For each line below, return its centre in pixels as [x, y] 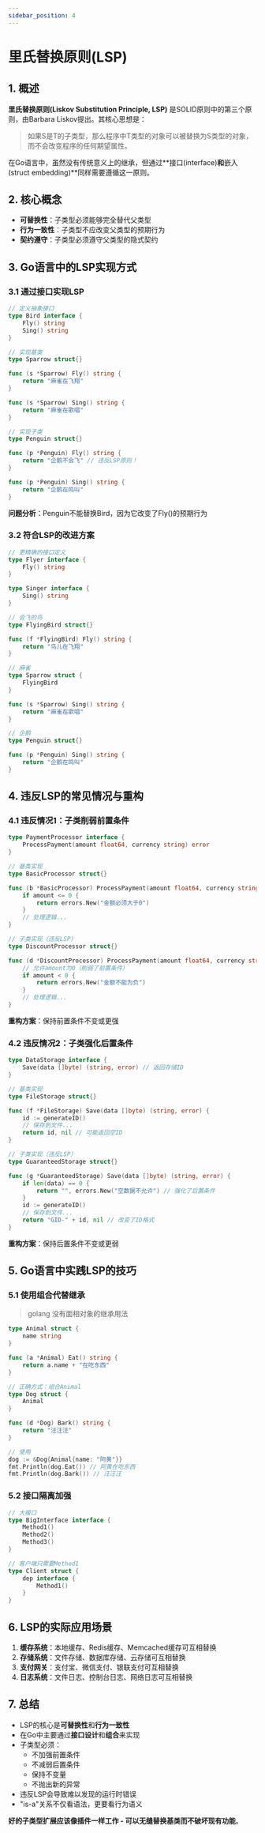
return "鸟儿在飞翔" [53, 646]
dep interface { [49, 1578]
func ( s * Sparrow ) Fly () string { [65, 374]
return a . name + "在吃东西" [66, 1365]
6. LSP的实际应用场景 [60, 1627]
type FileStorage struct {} [52, 1096]
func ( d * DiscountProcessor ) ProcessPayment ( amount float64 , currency [127, 961]
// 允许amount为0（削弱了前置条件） [75, 968]
